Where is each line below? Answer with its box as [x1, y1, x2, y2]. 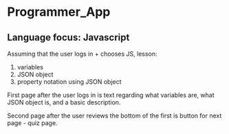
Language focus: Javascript [7, 32, 130, 43]
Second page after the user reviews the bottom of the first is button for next [7, 111, 222, 120]
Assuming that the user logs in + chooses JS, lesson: [7, 49, 157, 58]
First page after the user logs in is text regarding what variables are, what [7, 91, 215, 99]
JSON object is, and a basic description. [7, 98, 121, 107]
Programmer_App [7, 4, 111, 20]
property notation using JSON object [17, 78, 122, 86]
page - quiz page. [7, 119, 58, 127]
